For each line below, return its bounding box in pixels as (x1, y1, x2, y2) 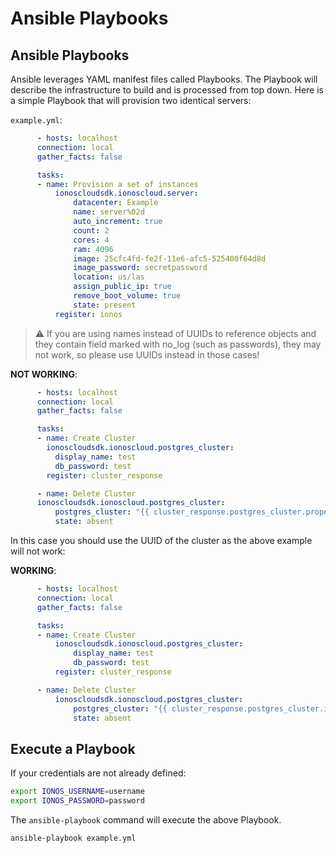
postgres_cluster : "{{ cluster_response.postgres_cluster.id (73, 703, 333, 714)
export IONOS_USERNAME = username (10, 787, 145, 797)
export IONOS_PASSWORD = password (10, 796, 145, 806)
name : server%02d (73, 207, 145, 217)
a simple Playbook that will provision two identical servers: (10, 95, 252, 106)
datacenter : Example (73, 198, 159, 208)
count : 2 (73, 225, 110, 236)
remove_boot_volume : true (73, 291, 182, 301)
